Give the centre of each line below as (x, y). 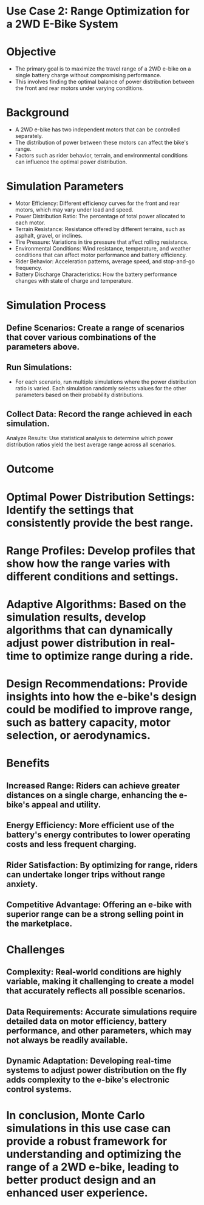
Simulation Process (56, 306)
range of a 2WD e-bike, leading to (93, 1167)
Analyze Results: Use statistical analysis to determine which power (90, 438)
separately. (29, 136)
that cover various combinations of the (81, 337)
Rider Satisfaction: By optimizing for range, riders (102, 865)
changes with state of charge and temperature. (74, 281)
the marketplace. (39, 923)
